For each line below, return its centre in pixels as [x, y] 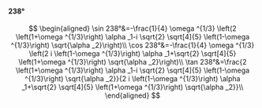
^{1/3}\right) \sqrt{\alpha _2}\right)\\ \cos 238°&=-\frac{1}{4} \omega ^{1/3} [133, 45]
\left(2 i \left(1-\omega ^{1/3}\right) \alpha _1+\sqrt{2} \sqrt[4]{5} [133, 54]
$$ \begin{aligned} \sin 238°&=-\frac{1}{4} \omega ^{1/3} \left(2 [133, 28]
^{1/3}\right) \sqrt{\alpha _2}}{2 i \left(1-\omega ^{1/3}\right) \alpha [133, 79]
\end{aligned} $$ [133, 95]
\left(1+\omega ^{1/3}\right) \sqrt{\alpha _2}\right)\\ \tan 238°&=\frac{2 [133, 62]
